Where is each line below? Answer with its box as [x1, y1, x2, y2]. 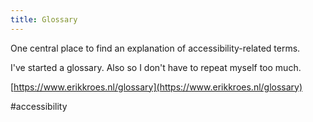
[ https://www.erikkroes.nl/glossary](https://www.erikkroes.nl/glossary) [10, 81, 303, 93]
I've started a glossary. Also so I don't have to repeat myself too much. [10, 61, 302, 73]
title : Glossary [10, 14, 78, 25]
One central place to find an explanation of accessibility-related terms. [10, 42, 301, 54]
